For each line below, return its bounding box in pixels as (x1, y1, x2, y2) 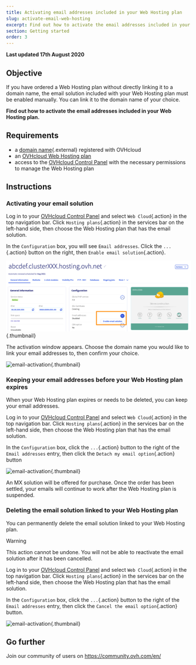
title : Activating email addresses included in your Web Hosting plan (6, 9, 183, 15)
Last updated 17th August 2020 (6, 51, 85, 58)
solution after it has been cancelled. (6, 555, 93, 562)
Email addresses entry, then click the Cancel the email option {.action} (6, 602, 178, 609)
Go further (6, 637, 45, 647)
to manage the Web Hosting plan (14, 165, 94, 172)
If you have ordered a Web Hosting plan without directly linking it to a (6, 83, 173, 90)
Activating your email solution (6, 199, 94, 208)
